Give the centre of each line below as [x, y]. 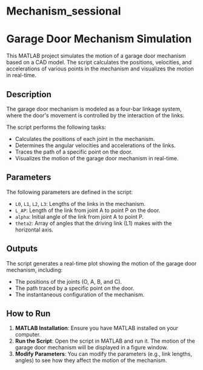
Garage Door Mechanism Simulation [99, 39]
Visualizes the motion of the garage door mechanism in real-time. [97, 158]
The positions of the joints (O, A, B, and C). [68, 281]
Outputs [22, 249]
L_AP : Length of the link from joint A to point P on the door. [88, 210]
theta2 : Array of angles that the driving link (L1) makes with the [93, 223]
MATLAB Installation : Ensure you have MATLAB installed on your [97, 328]
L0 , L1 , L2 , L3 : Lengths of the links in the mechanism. [80, 204]
